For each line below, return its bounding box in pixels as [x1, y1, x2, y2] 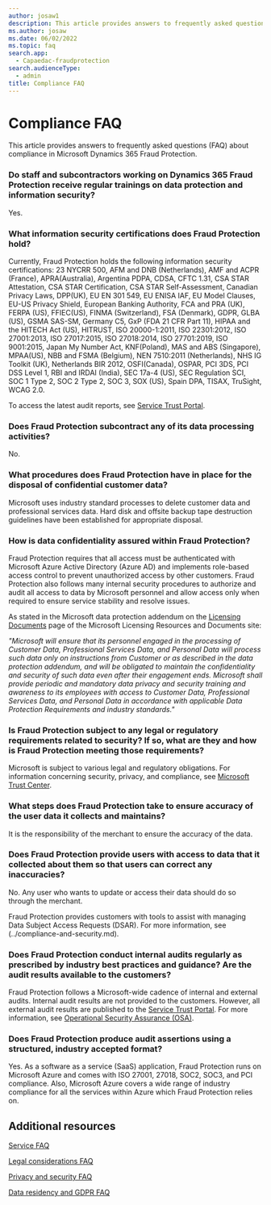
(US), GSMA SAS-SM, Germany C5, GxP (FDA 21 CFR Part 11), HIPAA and [8, 316, 251, 327]
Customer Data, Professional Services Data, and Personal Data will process [8, 644, 261, 654]
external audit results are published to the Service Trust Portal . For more [8, 1005, 248, 1015]
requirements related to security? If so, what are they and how [8, 735, 257, 746]
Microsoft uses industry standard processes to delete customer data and [8, 498, 251, 507]
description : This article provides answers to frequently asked [8, 19, 232, 27]
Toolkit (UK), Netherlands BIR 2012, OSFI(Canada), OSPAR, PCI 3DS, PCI [8, 360, 249, 369]
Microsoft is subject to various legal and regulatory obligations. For [8, 763, 231, 773]
